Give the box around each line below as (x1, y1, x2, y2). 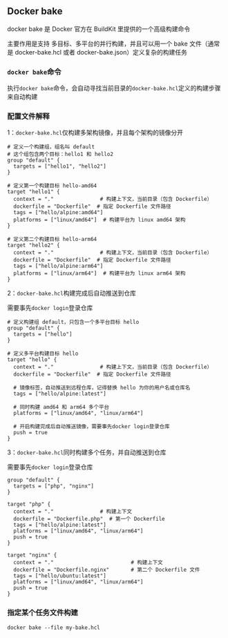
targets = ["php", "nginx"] (13, 483, 95, 490)
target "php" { (7, 501, 51, 508)
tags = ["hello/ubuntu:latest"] (13, 572, 107, 579)
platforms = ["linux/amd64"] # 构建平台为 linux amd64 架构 (13, 217, 186, 224)
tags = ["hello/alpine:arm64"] (13, 262, 104, 270)
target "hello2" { (7, 242, 60, 249)
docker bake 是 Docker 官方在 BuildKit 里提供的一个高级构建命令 (7, 24, 191, 33)
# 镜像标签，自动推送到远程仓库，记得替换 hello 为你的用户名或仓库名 (13, 385, 191, 391)
